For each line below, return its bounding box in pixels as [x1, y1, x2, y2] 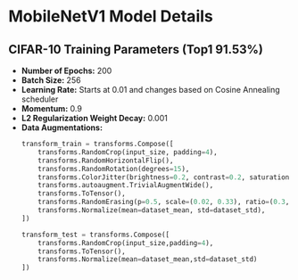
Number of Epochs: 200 [21, 65, 112, 76]
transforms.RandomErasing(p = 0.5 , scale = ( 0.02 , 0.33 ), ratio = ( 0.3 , [37, 198, 290, 207]
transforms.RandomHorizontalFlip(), [37, 156, 174, 165]
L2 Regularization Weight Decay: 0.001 [21, 113, 169, 123]
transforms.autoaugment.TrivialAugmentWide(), [37, 181, 214, 190]
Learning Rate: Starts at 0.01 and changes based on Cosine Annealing [21, 85, 280, 95]
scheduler [21, 94, 59, 104]
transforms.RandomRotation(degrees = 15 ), [37, 164, 190, 173]
